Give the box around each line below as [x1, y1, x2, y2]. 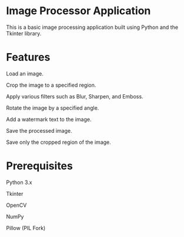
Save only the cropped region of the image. [6, 139, 112, 146]
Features [6, 51, 51, 64]
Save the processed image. [6, 127, 72, 134]
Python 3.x [6, 179, 32, 186]
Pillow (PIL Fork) [6, 224, 46, 231]
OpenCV [6, 202, 27, 209]
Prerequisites [6, 159, 73, 173]
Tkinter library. [6, 29, 42, 37]
